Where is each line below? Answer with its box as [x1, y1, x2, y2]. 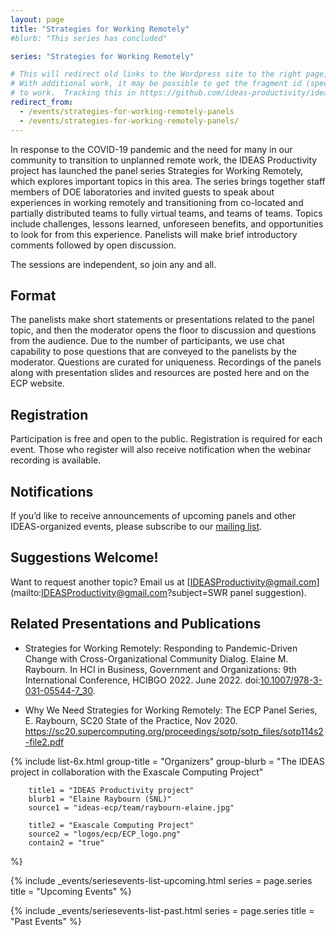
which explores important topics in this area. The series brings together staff [10, 175, 326, 187]
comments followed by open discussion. [10, 239, 177, 251]
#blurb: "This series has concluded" [10, 33, 168, 43]
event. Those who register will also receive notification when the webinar [10, 444, 312, 456]
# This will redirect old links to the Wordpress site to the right [10, 69, 302, 80]
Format [10, 287, 57, 304]
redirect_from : [10, 97, 74, 107]
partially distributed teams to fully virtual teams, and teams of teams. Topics [10, 207, 323, 219]
